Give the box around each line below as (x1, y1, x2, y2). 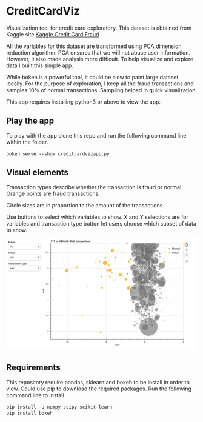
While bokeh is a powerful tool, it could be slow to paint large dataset (6, 73, 179, 81)
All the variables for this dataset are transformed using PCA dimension (6, 42, 182, 50)
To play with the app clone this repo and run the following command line (6, 132, 187, 139)
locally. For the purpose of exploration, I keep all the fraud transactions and (6, 80, 194, 87)
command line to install (6, 391, 64, 398)
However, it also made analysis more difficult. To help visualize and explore (6, 55, 194, 62)
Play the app (6, 116, 55, 126)
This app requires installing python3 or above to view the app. (6, 98, 161, 105)
